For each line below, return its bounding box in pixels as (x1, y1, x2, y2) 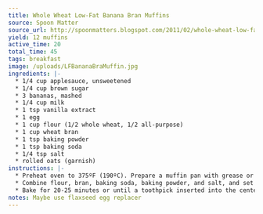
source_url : (8, 26, 47, 34)
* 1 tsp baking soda (15, 143, 82, 151)
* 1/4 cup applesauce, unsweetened (15, 77, 131, 85)
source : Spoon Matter (8, 19, 79, 27)
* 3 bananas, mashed (15, 92, 82, 100)
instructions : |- (8, 165, 65, 172)
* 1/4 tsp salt (15, 150, 65, 158)
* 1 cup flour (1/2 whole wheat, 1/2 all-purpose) (15, 121, 184, 129)
